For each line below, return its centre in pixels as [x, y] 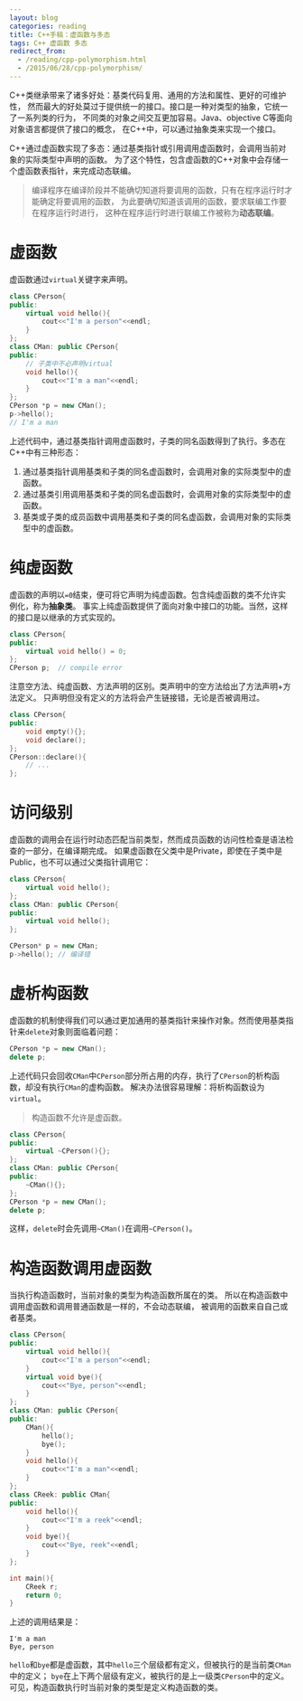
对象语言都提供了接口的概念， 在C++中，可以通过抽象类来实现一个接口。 [145, 128]
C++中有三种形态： [45, 452]
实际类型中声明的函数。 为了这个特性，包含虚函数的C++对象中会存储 [153, 159]
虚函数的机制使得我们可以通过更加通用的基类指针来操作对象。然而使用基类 [147, 1020]
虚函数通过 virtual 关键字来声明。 [71, 279]
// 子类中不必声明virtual [69, 364]
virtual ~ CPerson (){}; [68, 1151]
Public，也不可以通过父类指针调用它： [80, 862]
